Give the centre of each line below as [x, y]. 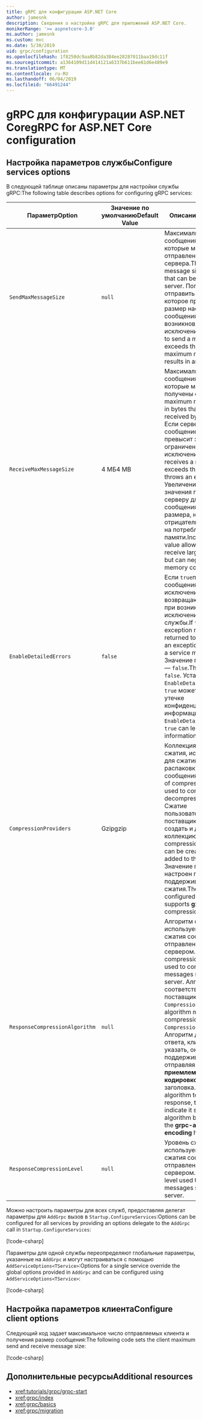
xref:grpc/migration [39, 1410]
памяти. [176, 537]
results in [177, 361]
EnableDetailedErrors [40, 657]
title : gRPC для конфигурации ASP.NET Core [62, 12]
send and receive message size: [46, 1346]
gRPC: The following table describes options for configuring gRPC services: [99, 193]
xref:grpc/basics [35, 1404]
